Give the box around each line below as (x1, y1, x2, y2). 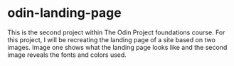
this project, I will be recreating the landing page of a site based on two (7, 35, 216, 44)
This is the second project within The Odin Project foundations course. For (7, 28, 225, 37)
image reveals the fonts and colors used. (7, 51, 127, 59)
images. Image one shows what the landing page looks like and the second (7, 43, 228, 51)
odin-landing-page (7, 5, 122, 21)
